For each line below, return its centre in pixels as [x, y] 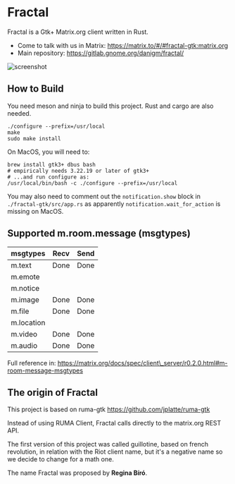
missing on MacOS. [36, 211]
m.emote [25, 277]
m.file [20, 311]
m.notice [25, 288]
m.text [21, 265]
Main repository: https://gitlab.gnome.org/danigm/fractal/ [101, 53]
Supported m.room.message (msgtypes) [99, 234]
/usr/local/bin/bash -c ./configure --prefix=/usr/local [93, 183]
